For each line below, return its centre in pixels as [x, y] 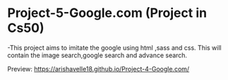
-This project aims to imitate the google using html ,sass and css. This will [114, 47]
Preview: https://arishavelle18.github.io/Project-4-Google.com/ [98, 69]
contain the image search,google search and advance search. [97, 55]
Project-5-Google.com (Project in [107, 13]
